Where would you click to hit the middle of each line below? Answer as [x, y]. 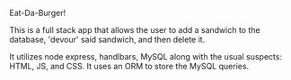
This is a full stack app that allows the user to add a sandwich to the [135, 30]
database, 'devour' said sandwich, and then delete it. [107, 40]
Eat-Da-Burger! [37, 13]
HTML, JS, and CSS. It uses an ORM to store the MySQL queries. [129, 66]
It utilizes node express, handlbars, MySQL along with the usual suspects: [146, 56]
